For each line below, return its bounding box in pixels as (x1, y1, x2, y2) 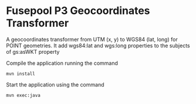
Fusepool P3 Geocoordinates (6, 4, 151, 18)
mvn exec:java (6, 92, 41, 98)
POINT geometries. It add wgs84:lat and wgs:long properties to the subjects (6, 42, 190, 49)
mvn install (6, 71, 35, 77)
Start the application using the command (6, 81, 104, 88)
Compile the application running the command (6, 60, 119, 67)
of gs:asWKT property (6, 48, 60, 55)
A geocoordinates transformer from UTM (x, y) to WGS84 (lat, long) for (6, 36, 178, 43)
